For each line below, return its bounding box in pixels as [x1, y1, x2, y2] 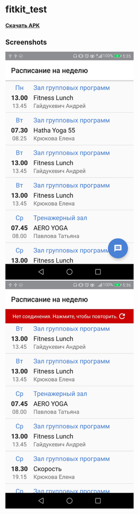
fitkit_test [5, 4, 47, 15]
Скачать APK [5, 22, 40, 29]
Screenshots [5, 37, 47, 47]
